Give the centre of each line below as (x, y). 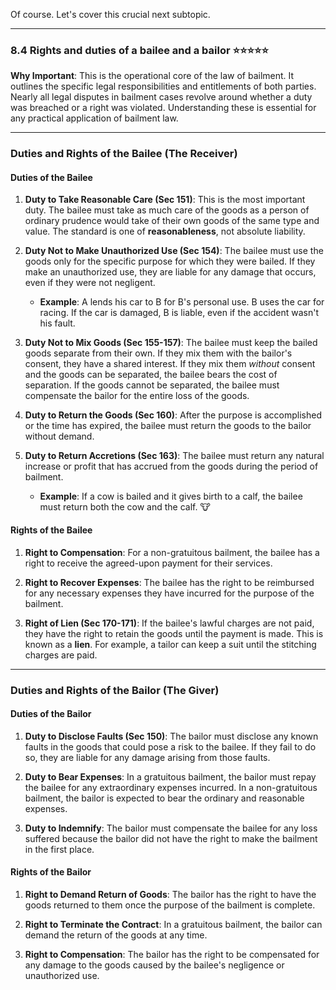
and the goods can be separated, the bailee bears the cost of (151, 375)
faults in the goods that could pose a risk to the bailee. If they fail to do (170, 746)
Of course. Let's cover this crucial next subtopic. (110, 14)
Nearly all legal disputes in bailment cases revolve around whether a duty (161, 97)
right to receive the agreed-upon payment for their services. (148, 563)
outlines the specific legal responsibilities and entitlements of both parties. (163, 86)
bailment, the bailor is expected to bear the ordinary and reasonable (164, 798)
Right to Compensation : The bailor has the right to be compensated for (172, 954)
